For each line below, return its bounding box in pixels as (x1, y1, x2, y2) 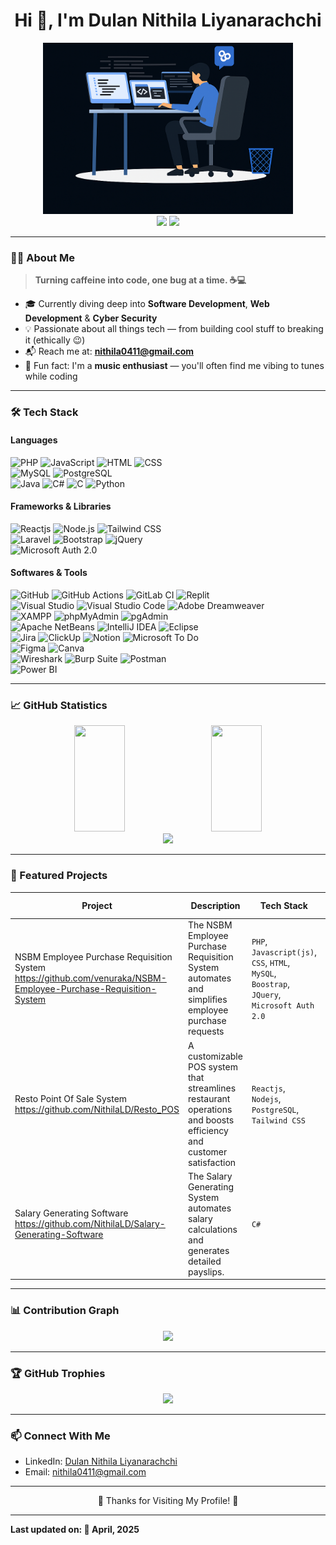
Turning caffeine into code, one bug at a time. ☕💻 (34, 274, 247, 286)
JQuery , (251, 988, 282, 1000)
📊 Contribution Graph (10, 1304, 120, 1318)
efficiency (188, 1124, 229, 1136)
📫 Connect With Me (10, 1429, 111, 1443)
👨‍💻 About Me (10, 251, 75, 265)
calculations (188, 1223, 238, 1235)
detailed (188, 1255, 222, 1267)
